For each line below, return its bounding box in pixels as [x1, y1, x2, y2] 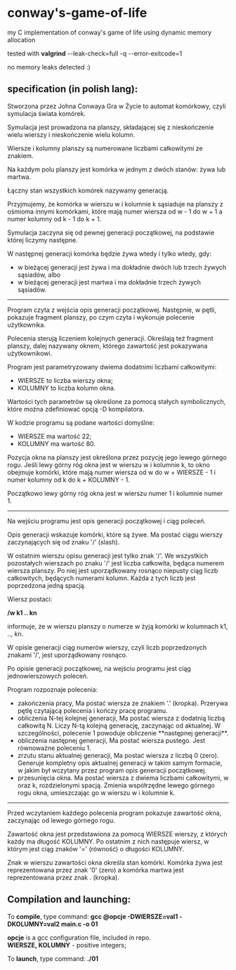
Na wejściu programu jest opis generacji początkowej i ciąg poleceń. [7, 516, 206, 525]
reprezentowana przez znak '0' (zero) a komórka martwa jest [7, 865, 184, 874]
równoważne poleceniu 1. [17, 743, 91, 752]
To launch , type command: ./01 [7, 954, 99, 963]
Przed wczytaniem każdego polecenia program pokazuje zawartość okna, [7, 808, 222, 817]
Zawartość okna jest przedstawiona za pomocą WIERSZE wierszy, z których [7, 830, 228, 838]
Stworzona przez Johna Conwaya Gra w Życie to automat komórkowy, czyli [7, 102, 226, 110]
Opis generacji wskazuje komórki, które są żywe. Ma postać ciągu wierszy [7, 530, 223, 539]
